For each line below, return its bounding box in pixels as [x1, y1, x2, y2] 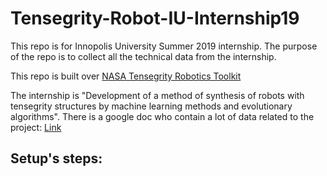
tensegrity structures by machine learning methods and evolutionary [10, 100, 293, 112]
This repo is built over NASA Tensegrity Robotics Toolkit [10, 70, 242, 82]
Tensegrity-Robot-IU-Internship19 [10, 7, 300, 30]
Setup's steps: [10, 150, 103, 167]
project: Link [10, 121, 62, 133]
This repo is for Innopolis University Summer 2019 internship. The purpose [10, 40, 318, 52]
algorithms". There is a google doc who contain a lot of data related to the [10, 110, 315, 122]
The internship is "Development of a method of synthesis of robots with [10, 89, 305, 101]
